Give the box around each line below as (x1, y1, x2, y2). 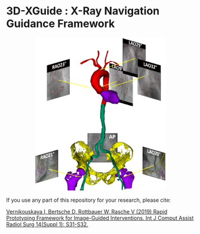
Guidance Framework (6, 17, 115, 31)
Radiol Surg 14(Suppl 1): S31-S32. (6, 221, 88, 228)
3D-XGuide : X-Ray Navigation (6, 4, 160, 18)
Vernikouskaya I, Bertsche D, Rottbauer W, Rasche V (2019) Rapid (6, 208, 168, 215)
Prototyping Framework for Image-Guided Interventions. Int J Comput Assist (6, 214, 194, 222)
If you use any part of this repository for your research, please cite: (6, 196, 171, 204)
